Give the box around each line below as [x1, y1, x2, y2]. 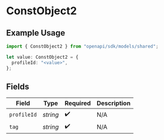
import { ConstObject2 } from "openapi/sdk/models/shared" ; [6, 43, 159, 49]
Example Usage [6, 28, 66, 38]
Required [64, 99, 91, 107]
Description [96, 99, 131, 107]
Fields [6, 81, 30, 91]
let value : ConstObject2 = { [6, 54, 79, 60]
